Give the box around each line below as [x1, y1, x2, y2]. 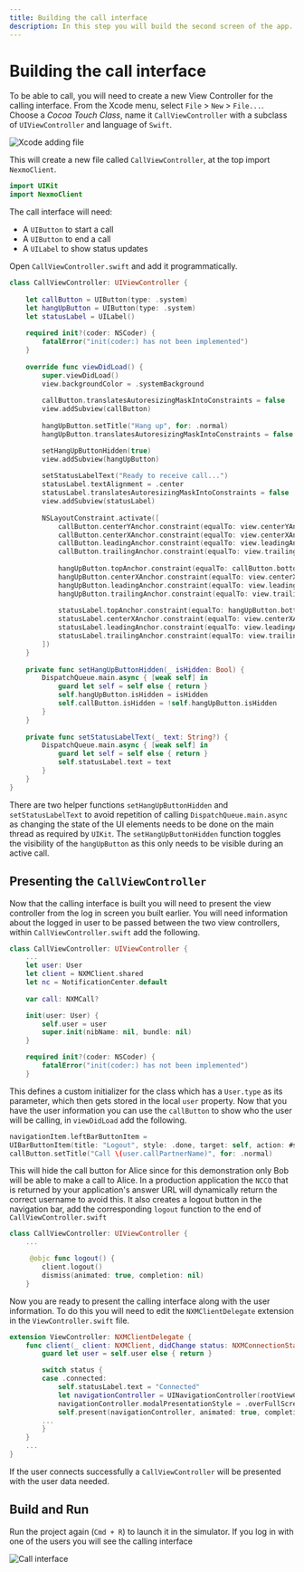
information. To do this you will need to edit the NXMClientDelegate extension [9, 1305, 294, 1316]
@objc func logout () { [29, 1254, 116, 1263]
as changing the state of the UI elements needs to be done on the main [9, 819, 274, 829]
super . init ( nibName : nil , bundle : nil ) [42, 1028, 193, 1037]
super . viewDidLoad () [42, 370, 119, 380]
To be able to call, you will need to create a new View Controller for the [9, 91, 273, 101]
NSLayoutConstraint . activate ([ [42, 513, 160, 522]
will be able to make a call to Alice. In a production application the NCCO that [9, 1174, 289, 1186]
